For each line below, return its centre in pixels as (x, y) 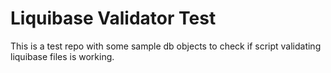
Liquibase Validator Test (113, 18)
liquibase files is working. (62, 56)
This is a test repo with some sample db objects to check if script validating (166, 46)
